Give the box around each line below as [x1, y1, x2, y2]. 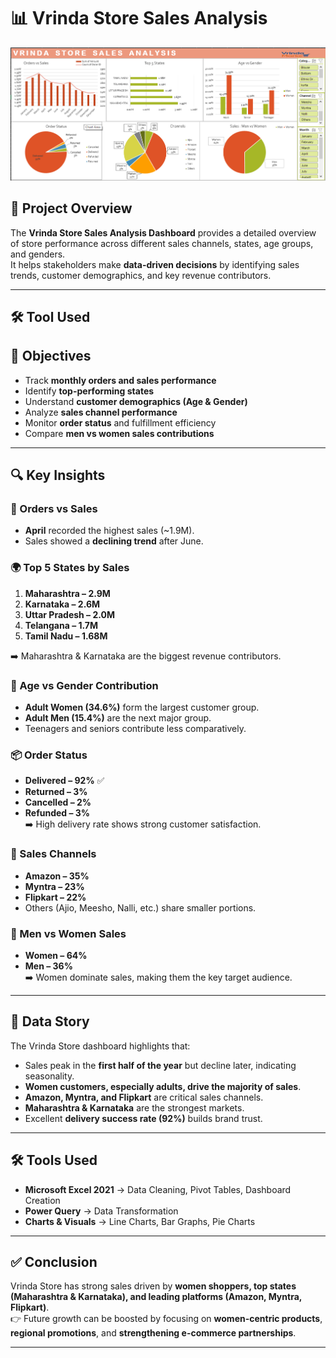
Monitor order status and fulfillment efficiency [24, 416, 217, 429]
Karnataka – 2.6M [24, 598, 101, 610]
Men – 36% [24, 960, 73, 972]
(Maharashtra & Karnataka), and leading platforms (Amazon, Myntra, [10, 1291, 303, 1303]
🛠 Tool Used [10, 308, 91, 325]
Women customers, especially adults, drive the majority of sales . [24, 1080, 302, 1092]
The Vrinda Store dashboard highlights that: [10, 1040, 191, 1052]
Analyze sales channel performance [24, 406, 178, 418]
